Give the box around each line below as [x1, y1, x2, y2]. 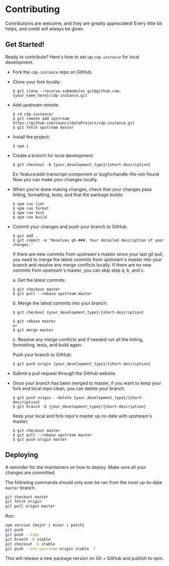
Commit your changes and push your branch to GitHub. [12, 224, 128, 230]
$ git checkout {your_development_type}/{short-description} [12, 310, 144, 315]
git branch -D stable [5, 537, 51, 542]
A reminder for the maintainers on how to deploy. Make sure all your [5, 464, 146, 470]
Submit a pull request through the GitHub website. [12, 370, 117, 376]
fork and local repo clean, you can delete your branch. [12, 385, 126, 391]
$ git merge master [12, 327, 54, 332]
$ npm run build [12, 214, 47, 220]
